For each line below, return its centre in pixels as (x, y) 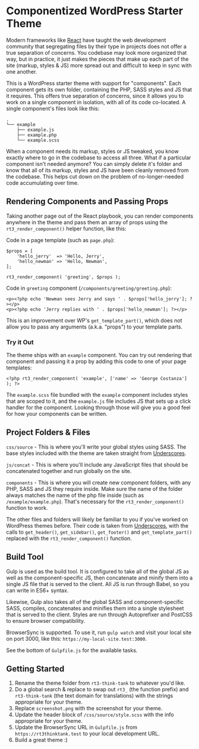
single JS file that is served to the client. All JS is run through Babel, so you (98, 584)
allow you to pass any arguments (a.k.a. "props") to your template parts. (94, 327)
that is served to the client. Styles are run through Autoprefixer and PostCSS (99, 615)
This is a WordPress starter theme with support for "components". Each (94, 83)
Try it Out (20, 342)
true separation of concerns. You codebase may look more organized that (97, 52)
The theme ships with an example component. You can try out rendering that (99, 355)
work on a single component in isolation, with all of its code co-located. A (96, 102)
